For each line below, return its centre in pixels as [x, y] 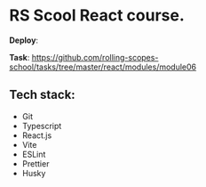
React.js [37, 135]
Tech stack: [42, 95]
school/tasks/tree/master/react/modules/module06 [103, 67]
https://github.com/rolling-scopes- [95, 57]
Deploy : [24, 40]
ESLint [34, 154]
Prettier [36, 163]
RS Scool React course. [97, 16]
